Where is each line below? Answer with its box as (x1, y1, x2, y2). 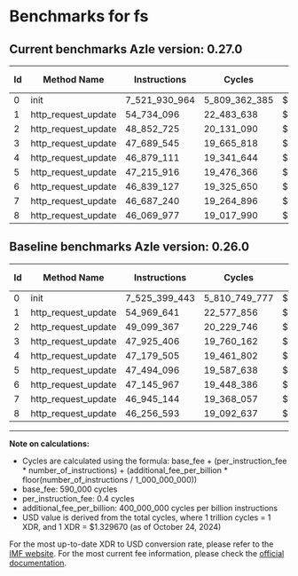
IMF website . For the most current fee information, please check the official (9, 548, 285, 558)
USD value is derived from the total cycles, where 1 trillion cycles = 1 (21, 512, 271, 523)
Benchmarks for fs (9, 6, 149, 27)
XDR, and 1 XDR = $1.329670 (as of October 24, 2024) (21, 521, 222, 532)
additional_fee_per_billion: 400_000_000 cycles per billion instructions (21, 502, 278, 513)
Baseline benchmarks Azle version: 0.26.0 (9, 240, 250, 255)
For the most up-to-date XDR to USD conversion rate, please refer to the (9, 539, 274, 549)
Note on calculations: (9, 438, 90, 449)
